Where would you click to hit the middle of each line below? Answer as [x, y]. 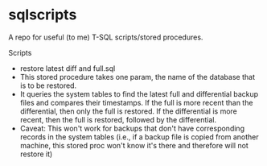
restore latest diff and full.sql [68, 68]
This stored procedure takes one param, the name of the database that [138, 77]
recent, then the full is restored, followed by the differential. [118, 119]
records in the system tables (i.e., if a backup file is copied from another [139, 137]
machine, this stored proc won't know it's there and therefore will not [134, 145]
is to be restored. [48, 85]
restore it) [36, 154]
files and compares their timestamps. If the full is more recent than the [136, 102]
